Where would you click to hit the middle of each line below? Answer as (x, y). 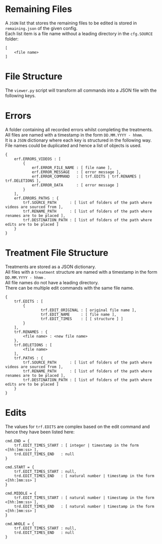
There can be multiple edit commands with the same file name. (70, 288)
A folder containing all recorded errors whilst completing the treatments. (79, 129)
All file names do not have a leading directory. (52, 282)
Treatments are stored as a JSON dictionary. (50, 267)
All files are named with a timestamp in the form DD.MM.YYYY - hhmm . (74, 135)
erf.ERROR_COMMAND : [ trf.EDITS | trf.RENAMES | (86, 176)
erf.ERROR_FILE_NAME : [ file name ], (72, 168)
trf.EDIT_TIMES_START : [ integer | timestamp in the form (77, 445)
